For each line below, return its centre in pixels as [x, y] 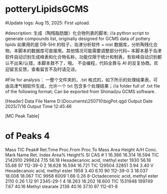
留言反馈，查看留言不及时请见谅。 [44, 69]
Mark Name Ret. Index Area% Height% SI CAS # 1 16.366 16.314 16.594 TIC [82, 155]
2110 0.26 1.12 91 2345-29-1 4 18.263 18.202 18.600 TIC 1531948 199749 [79, 181]
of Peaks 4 [28, 136]
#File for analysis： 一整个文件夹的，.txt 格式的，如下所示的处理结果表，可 [82, 80]
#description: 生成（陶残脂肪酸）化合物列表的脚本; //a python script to [77, 33]
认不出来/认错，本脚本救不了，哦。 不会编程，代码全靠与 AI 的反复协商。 [80, 63]
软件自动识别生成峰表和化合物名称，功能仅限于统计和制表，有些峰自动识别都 [83, 57]
